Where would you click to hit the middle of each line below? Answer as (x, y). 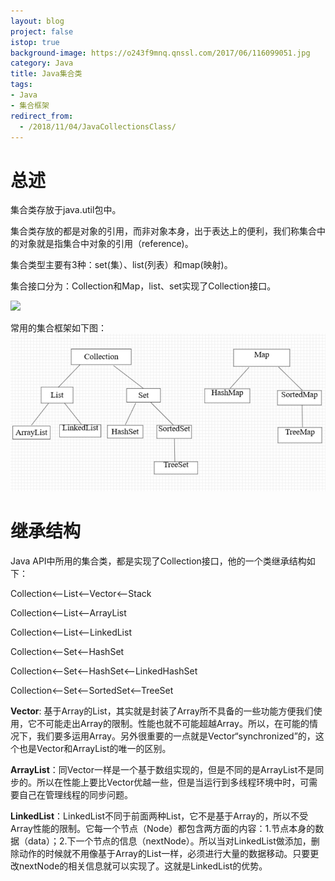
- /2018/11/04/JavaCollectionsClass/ (98, 126)
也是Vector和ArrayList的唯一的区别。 (95, 748)
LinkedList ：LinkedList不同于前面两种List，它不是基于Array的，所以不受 (159, 816)
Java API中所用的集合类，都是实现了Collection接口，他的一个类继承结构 (158, 561)
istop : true (35, 42)
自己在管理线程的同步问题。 (75, 794)
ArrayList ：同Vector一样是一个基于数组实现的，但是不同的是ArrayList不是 (163, 769)
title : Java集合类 (46, 74)
